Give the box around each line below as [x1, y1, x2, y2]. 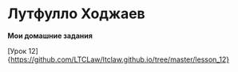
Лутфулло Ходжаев [7, 5, 145, 23]
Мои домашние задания [7, 31, 93, 40]
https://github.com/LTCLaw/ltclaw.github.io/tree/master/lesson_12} [10, 55, 229, 64]
